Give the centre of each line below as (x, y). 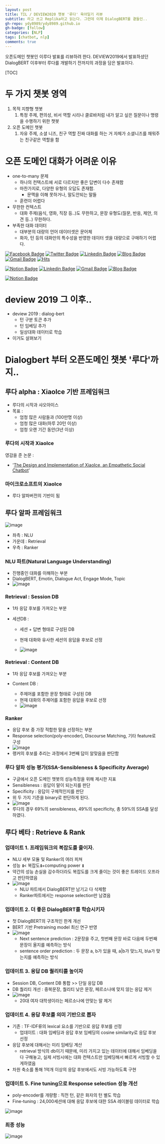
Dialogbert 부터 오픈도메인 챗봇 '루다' (78, 360)
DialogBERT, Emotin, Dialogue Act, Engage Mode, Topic (69, 579)
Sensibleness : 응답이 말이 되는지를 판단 (51, 785)
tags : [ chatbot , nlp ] (27, 38)
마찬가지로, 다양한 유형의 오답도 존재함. (57, 188)
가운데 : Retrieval (29, 541)
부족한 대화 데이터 (29, 225)
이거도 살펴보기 (27, 338)
